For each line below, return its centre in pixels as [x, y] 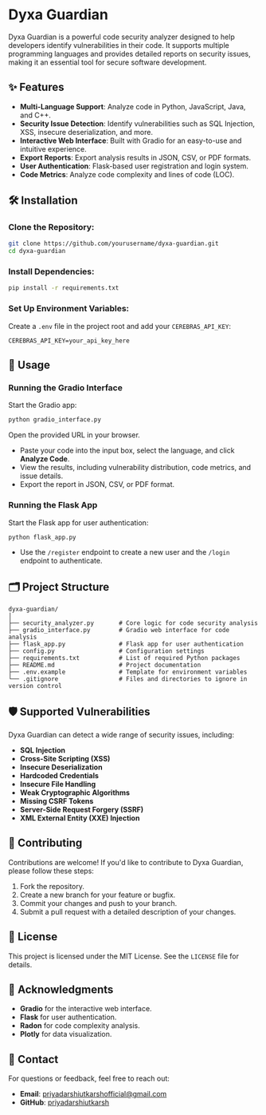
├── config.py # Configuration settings [106, 651]
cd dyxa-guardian [37, 251]
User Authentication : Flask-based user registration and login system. [134, 166]
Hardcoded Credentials [59, 776]
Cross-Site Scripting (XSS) [65, 759]
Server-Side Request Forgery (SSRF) [82, 810]
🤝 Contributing [45, 843]
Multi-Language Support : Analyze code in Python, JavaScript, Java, [133, 106]
